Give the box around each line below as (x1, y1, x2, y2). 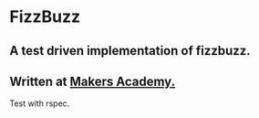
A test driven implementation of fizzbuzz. (9, 43, 251, 59)
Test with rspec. (9, 98, 70, 109)
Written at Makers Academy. (9, 73, 176, 89)
